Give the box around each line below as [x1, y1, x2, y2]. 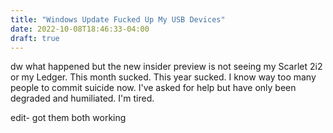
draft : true [10, 33, 60, 43]
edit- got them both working [10, 112, 127, 124]
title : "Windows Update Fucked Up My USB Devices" [10, 14, 226, 25]
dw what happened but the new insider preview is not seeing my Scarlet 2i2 [10, 61, 323, 73]
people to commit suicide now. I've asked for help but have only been [10, 82, 297, 94]
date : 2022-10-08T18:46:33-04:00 [10, 24, 150, 34]
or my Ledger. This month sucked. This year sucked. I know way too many [10, 71, 317, 83]
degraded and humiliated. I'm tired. [10, 92, 155, 105]
